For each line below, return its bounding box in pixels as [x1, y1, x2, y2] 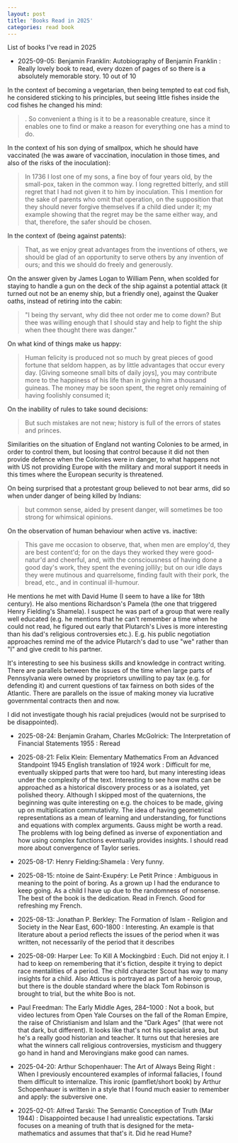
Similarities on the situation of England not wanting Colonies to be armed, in [7, 440, 229, 449]
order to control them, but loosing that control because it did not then [7, 447, 210, 456]
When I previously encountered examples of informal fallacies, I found [17, 1070, 222, 1078]
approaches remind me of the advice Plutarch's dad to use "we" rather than [7, 637, 229, 646]
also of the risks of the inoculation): [7, 159, 111, 167]
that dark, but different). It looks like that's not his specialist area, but [17, 1026, 219, 1035]
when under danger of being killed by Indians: [7, 491, 142, 500]
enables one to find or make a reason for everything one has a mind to [24, 122, 230, 131]
